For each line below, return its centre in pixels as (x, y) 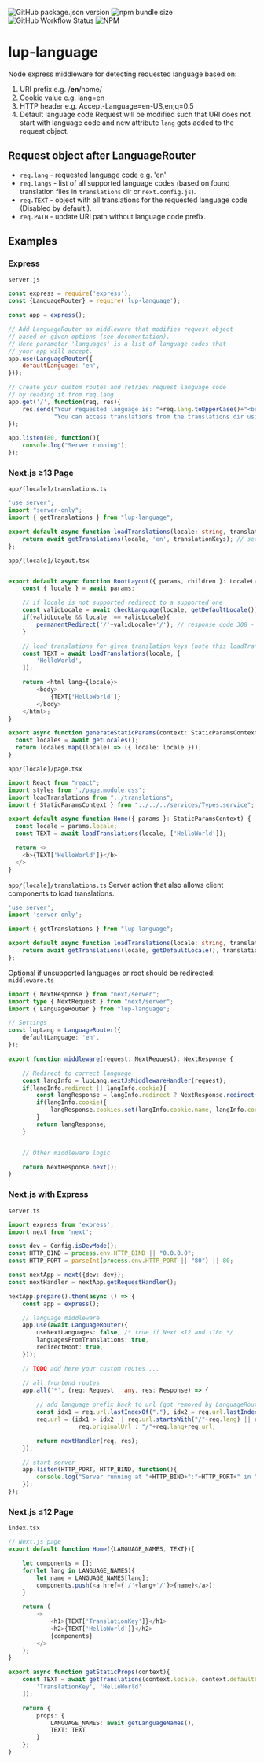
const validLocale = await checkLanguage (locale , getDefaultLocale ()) (140, 610)
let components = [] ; (57, 1563)
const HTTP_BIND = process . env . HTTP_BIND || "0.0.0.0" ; (101, 1253)
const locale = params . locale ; (66, 826)
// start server (49, 1463)
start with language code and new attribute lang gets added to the (126, 123)
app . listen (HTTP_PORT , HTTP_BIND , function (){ (100, 1470)
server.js (24, 280)
